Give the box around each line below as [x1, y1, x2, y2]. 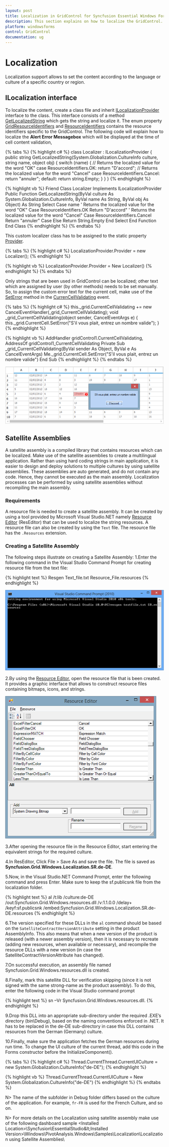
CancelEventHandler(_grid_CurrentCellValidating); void [5, 309, 119, 315]
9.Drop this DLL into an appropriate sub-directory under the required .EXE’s [5, 1013, 161, 1019]
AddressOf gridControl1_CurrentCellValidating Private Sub [5, 340, 125, 346]
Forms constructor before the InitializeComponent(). [5, 1049, 113, 1055]
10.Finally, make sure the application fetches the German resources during [5, 1038, 159, 1044]
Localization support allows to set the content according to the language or [5, 74, 161, 80]
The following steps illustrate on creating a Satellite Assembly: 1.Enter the [5, 554, 157, 560]
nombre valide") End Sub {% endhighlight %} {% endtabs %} [5, 356, 132, 362]
